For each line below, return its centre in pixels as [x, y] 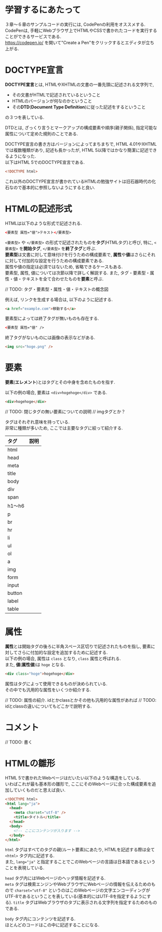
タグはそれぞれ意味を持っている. [37, 422]
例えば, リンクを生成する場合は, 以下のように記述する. [59, 299]
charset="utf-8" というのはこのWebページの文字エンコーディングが [82, 890]
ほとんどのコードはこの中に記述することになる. [52, 925]
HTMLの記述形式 [39, 209]
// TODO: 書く [19, 742]
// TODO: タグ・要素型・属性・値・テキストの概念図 [57, 289]
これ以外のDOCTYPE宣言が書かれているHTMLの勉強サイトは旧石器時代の [78, 181]
